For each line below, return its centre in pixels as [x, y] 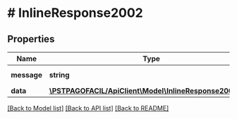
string [59, 75]
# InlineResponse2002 [75, 13]
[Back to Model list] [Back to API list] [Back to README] [88, 108]
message [26, 75]
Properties [31, 39]
